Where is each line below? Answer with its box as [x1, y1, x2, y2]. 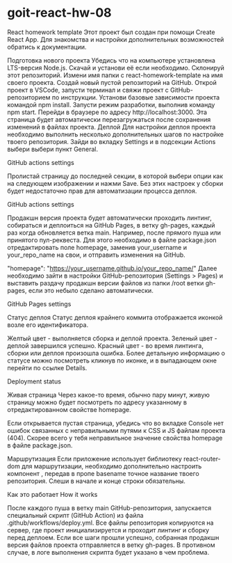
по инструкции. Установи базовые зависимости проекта [51, 93, 220, 102]
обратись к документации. [7, 42, 87, 51]
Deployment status [7, 377, 61, 386]
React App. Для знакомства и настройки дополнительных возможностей [7, 35, 224, 43]
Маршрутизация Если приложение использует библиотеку [7, 454, 183, 463]
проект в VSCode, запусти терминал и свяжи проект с [7, 86, 169, 94]
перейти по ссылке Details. [7, 363, 88, 372]
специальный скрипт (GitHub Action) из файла [7, 511, 144, 519]
